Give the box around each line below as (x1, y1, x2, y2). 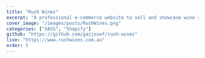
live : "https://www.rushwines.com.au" (6, 37, 105, 43)
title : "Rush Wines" (6, 8, 59, 15)
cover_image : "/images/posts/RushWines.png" (6, 20, 121, 26)
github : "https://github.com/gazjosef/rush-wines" (6, 31, 138, 37)
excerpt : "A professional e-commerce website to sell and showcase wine (6, 14, 195, 21)
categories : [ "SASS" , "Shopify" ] (6, 25, 92, 32)
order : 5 (6, 43, 29, 49)
